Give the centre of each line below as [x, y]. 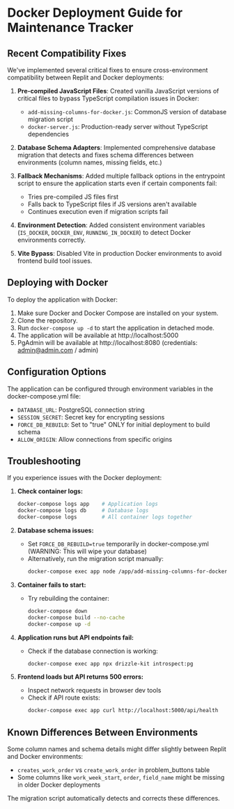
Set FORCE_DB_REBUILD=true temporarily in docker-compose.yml [118, 544]
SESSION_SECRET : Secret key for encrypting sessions [91, 417]
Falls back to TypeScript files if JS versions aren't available [112, 204]
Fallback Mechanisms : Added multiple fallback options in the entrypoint [121, 176]
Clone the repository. [47, 320]
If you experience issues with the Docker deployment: [85, 478]
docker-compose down [57, 611]
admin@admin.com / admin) [58, 350]
